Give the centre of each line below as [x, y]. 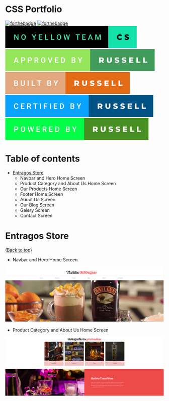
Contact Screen [36, 215]
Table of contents [43, 159]
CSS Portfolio [34, 9]
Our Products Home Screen [49, 189]
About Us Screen [38, 199]
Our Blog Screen [37, 205]
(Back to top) [19, 250]
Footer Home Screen [41, 194]
